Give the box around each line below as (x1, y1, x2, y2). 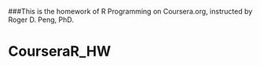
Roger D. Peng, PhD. (8, 15, 75, 24)
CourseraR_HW (8, 42, 112, 60)
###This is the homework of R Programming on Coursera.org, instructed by (8, 7, 253, 16)
